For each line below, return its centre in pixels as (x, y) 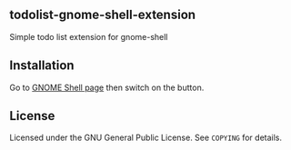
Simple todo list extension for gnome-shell (89, 36)
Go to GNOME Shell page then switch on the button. (107, 87)
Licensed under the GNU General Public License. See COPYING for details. (146, 138)
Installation (42, 66)
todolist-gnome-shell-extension (103, 15)
